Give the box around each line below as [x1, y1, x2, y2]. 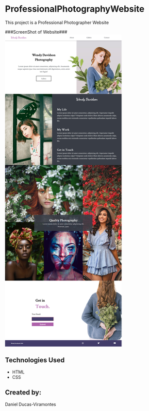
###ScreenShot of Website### [5, 29, 67, 35]
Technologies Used [5, 356, 65, 364]
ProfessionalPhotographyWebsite [5, 3, 145, 15]
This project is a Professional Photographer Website [5, 20, 109, 25]
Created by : [5, 389, 42, 397]
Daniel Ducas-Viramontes [5, 401, 56, 407]
